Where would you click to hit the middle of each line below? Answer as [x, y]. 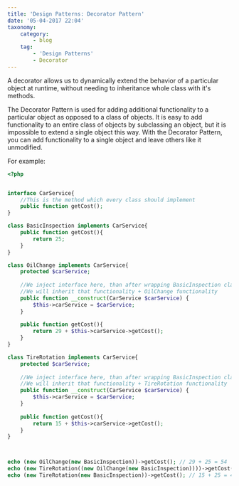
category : [35, 34]
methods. [21, 95]
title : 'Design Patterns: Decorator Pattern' [76, 14]
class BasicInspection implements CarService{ [78, 226]
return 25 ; [49, 239]
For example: [27, 161]
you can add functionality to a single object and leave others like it [104, 139]
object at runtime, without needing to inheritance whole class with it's [109, 88]
